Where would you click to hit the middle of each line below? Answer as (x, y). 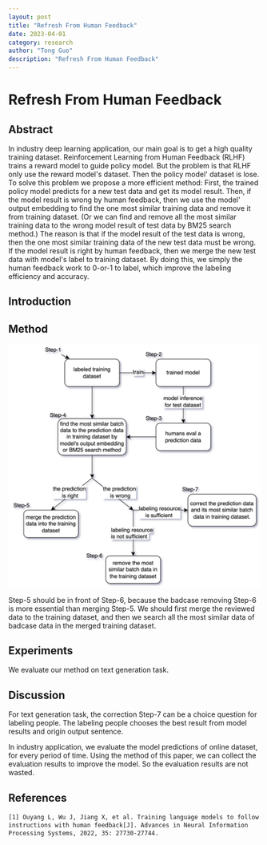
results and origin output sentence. (66, 732)
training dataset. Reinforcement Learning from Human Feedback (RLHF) (127, 157)
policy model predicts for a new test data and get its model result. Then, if (130, 191)
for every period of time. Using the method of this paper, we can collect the (132, 756)
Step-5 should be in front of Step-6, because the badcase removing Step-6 (133, 600)
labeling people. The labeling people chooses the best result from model (128, 723)
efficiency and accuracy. (49, 276)
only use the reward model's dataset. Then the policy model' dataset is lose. (134, 174)
